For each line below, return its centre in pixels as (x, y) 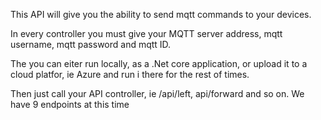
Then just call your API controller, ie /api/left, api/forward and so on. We (157, 93)
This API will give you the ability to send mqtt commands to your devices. (161, 14)
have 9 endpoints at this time (70, 104)
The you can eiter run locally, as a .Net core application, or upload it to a (159, 63)
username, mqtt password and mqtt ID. (91, 44)
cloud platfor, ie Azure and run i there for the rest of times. (130, 74)
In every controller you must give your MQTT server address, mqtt (146, 33)
